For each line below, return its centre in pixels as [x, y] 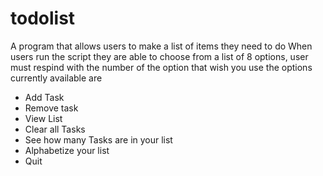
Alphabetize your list [67, 150]
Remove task [51, 108]
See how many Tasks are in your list [98, 139]
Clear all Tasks [55, 129]
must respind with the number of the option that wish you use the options [161, 67]
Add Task [44, 97]
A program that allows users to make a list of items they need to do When [161, 46]
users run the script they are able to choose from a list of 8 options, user [159, 56]
